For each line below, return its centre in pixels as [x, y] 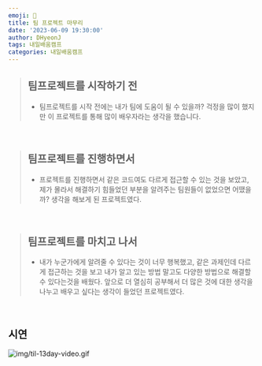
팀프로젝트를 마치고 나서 [82, 242]
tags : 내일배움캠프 [35, 45]
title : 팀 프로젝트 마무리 [46, 23]
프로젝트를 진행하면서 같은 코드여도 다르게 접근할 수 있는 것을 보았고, [144, 179]
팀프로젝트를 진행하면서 [81, 159]
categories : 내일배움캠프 [46, 52]
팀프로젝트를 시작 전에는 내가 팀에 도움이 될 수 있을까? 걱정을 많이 [139, 106]
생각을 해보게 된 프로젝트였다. [96, 199]
